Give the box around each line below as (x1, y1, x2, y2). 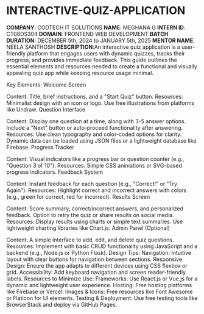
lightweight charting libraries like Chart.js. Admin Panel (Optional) (6, 224, 171, 232)
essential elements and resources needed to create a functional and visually (6, 62, 198, 70)
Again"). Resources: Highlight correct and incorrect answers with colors (6, 187, 187, 194)
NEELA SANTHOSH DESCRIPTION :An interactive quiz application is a (6, 43, 181, 51)
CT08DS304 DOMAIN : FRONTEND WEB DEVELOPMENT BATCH (6, 30, 169, 37)
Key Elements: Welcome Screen (6, 80, 86, 88)
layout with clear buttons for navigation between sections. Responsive (6, 255, 183, 263)
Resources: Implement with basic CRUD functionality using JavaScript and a (6, 242, 198, 250)
